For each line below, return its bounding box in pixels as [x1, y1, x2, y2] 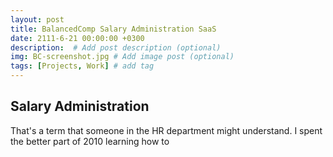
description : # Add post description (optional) [10, 42, 222, 53]
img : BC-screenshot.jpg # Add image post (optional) [10, 52, 235, 62]
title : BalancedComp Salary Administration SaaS [10, 24, 217, 34]
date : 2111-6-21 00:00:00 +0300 [10, 33, 145, 43]
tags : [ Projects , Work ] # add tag [10, 61, 155, 71]
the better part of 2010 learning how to [10, 135, 170, 147]
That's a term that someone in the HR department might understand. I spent [10, 124, 323, 136]
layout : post [10, 14, 65, 25]
